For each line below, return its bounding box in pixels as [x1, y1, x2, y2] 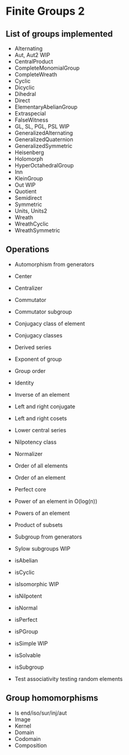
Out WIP [14, 182, 36, 188]
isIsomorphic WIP [14, 580, 59, 587]
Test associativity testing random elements [14, 675, 123, 682]
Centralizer [14, 284, 43, 292]
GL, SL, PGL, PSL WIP [14, 123, 70, 130]
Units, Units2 [14, 207, 48, 215]
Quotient [14, 188, 37, 195]
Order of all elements [14, 462, 68, 469]
